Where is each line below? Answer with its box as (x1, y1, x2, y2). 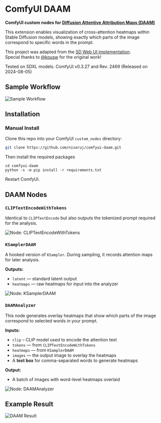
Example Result (5, 400, 54, 408)
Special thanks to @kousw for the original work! (5, 54, 102, 60)
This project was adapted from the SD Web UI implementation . (5, 49, 131, 55)
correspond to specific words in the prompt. (5, 39, 94, 45)
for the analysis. (5, 220, 38, 226)
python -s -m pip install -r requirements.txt (5, 168, 102, 173)
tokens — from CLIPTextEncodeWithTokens (12, 342, 96, 348)
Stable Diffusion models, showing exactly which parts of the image (5, 34, 140, 40)
